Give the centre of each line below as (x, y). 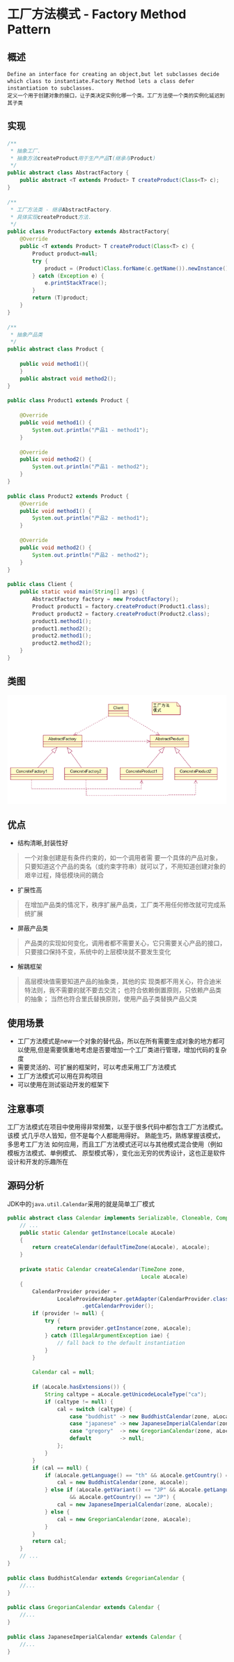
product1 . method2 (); (62, 629)
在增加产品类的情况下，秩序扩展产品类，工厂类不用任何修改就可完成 (122, 905)
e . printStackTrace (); (76, 283)
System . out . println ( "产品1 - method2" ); (91, 467)
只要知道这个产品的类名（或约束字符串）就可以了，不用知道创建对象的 (125, 867)
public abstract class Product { (56, 349)
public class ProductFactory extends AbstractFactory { (88, 232)
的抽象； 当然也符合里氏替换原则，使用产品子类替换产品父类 (110, 999)
